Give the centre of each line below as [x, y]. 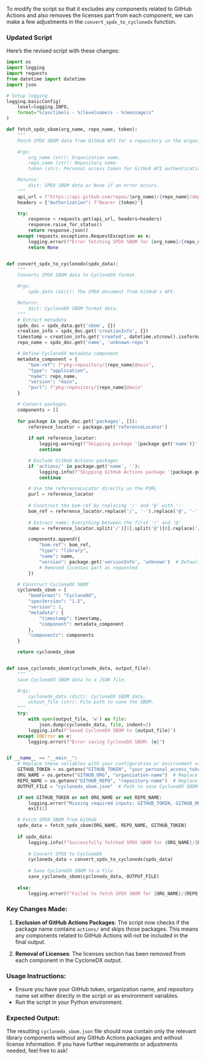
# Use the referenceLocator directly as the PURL [92, 489]
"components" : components [61, 636]
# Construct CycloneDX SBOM [53, 584]
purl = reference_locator [61, 494]
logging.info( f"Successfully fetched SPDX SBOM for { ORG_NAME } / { [113, 842]
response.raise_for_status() [65, 225]
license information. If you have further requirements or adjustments [92, 1044]
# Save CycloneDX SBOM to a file [71, 871]
